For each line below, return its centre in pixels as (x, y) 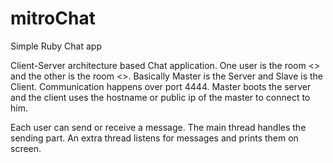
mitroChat (53, 18)
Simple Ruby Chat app (56, 46)
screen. (26, 148)
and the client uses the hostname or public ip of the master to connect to (160, 97)
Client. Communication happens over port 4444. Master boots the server (161, 86)
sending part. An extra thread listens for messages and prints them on (154, 138)
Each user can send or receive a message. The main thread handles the (158, 127)
